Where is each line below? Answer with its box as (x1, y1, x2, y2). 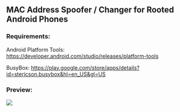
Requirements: (6, 33, 51, 41)
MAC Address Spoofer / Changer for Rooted (6, 5, 175, 15)
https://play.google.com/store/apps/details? (31, 64, 140, 71)
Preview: (6, 86, 33, 94)
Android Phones (6, 14, 68, 25)
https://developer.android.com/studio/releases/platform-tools (6, 52, 159, 60)
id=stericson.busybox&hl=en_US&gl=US (6, 70, 106, 78)
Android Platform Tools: (6, 46, 65, 53)
